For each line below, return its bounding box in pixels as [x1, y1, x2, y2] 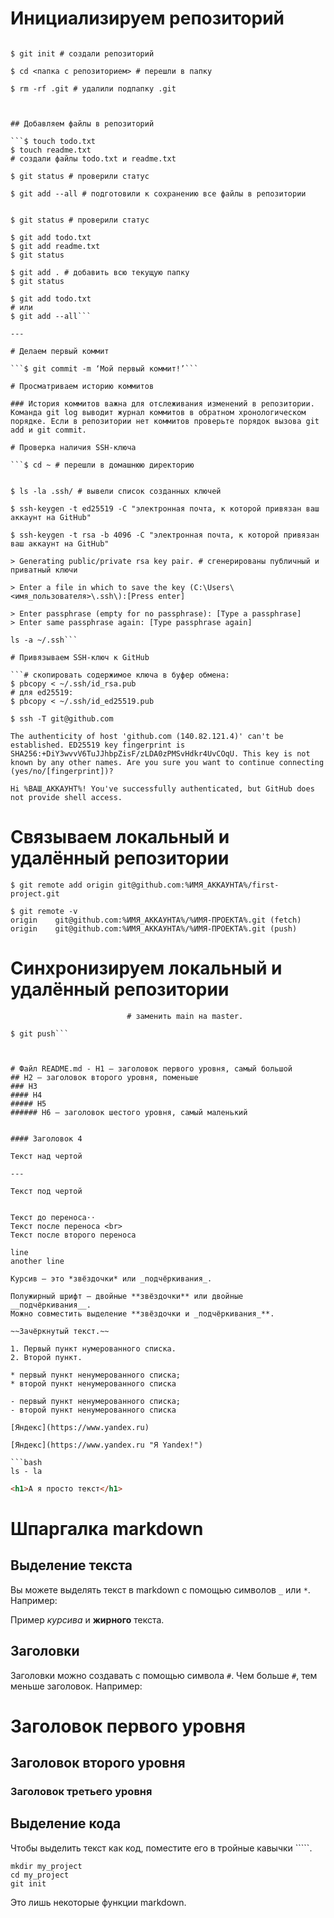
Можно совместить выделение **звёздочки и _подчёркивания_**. [10, 1308, 275, 1319]
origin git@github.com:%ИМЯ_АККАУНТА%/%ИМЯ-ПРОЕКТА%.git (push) [10, 923, 298, 934]
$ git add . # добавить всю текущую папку [10, 267, 190, 277]
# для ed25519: [10, 687, 74, 697]
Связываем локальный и [10, 826, 230, 849]
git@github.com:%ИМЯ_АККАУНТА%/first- [117, 880, 280, 890]
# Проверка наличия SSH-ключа [10, 442, 137, 452]
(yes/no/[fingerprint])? [10, 766, 114, 776]
